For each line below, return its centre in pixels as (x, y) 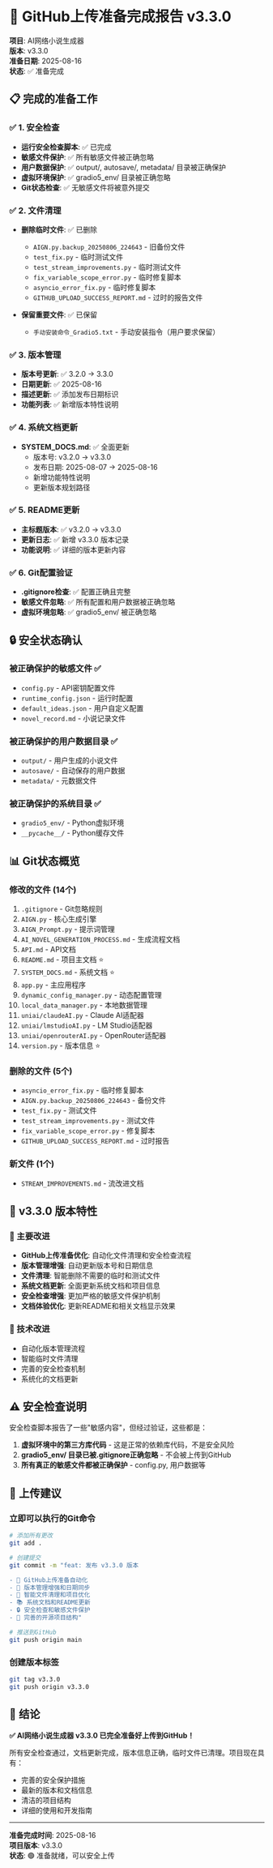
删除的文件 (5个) (41, 1071)
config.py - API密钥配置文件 (68, 688)
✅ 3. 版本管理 (35, 355)
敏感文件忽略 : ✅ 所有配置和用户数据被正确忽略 (98, 602)
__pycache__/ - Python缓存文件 (73, 833)
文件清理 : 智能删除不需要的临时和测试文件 (90, 1276)
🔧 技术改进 (30, 1329)
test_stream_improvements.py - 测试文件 (88, 1121)
